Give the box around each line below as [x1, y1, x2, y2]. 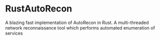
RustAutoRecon [5, 3, 73, 14]
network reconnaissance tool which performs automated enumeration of [5, 24, 155, 30]
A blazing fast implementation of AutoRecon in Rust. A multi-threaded [5, 19, 149, 25]
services [5, 30, 23, 36]
